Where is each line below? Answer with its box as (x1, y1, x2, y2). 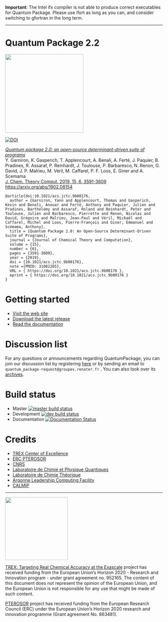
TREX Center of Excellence (12, 450, 68, 456)
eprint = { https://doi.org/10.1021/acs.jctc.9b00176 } (9, 272, 128, 278)
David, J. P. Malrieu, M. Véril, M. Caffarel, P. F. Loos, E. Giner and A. (5, 168, 144, 174)
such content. (5, 590, 34, 597)
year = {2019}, (9, 255, 41, 260)
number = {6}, (9, 246, 39, 251)
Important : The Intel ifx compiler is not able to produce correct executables (5, 5, 161, 10)
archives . (5, 371, 24, 377)
